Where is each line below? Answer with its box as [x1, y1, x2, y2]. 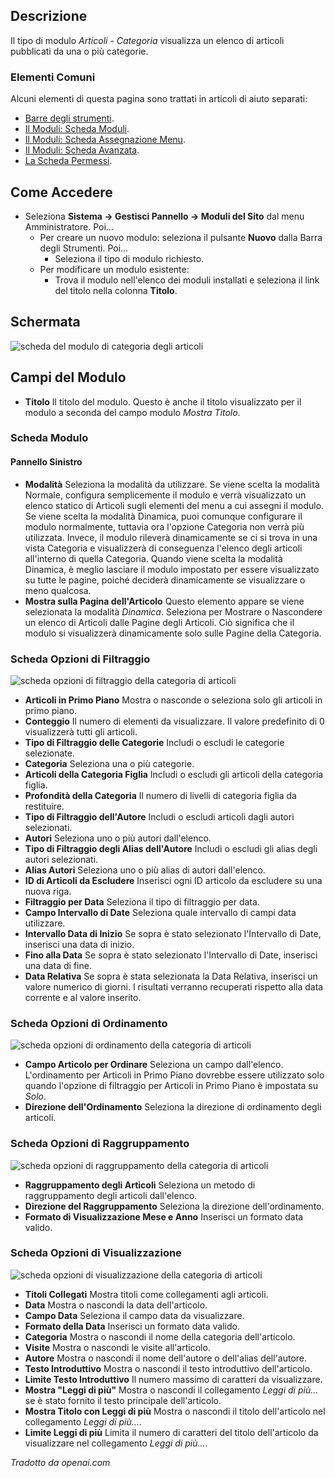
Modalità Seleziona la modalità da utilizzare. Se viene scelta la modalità [24, 478, 320, 490]
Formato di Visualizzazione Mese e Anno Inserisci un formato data [24, 1210, 304, 1223]
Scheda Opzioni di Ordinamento [10, 1016, 168, 1030]
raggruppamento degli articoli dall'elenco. [24, 1189, 198, 1201]
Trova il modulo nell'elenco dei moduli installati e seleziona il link [54, 274, 320, 286]
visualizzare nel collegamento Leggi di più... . [24, 1437, 208, 1449]
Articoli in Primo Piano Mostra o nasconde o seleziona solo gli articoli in [24, 694, 323, 706]
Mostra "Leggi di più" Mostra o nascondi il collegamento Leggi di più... [24, 1384, 319, 1396]
